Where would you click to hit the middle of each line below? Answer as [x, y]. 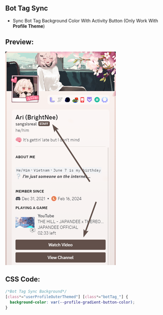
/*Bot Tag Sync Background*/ [36, 292]
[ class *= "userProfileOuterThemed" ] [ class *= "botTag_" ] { [67, 297]
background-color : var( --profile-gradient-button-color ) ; [73, 302]
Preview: [20, 42]
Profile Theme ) [29, 26]
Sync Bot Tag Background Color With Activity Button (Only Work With [85, 20]
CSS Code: [23, 279]
